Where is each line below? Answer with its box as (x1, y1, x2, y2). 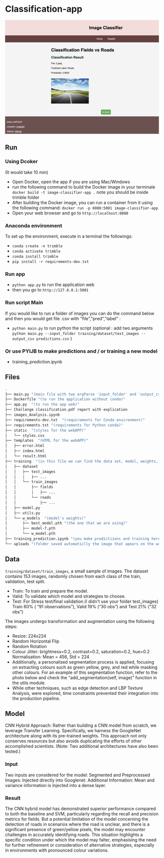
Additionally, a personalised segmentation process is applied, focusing (12, 659, 155, 665)
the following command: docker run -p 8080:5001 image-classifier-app (12, 205, 159, 211)
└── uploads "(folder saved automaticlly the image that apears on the (5, 541, 154, 547)
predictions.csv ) (36, 335, 72, 341)
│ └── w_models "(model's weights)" (5, 516, 86, 521)
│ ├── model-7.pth (5, 526, 56, 531)
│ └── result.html (5, 454, 47, 459)
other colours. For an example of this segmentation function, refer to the (12, 669, 158, 675)
